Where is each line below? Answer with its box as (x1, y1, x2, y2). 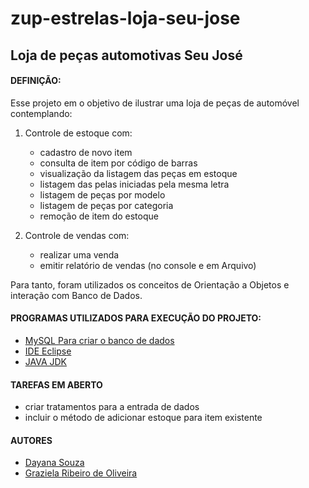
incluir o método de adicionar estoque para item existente (24, 412, 263, 424)
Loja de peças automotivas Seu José (10, 47, 243, 64)
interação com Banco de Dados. (10, 289, 143, 301)
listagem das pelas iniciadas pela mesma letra (39, 178, 230, 190)
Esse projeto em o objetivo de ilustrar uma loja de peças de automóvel (10, 97, 300, 109)
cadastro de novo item (39, 146, 133, 158)
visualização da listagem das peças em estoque (39, 167, 238, 179)
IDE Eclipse (24, 345, 72, 357)
